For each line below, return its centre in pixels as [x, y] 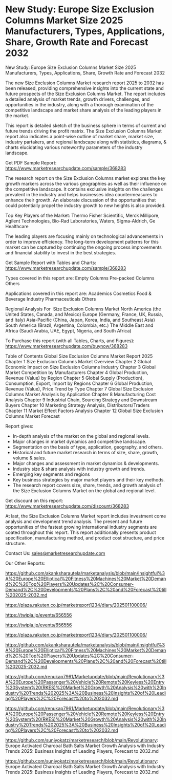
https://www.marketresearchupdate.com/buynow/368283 [67, 346]
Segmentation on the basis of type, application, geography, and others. [88, 447]
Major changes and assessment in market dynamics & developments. [86, 463]
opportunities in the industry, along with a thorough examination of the [80, 104]
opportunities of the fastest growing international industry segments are [81, 527]
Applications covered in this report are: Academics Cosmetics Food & [79, 293]
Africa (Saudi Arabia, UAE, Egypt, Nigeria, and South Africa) [68, 330]
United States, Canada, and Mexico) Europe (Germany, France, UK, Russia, [84, 314]
